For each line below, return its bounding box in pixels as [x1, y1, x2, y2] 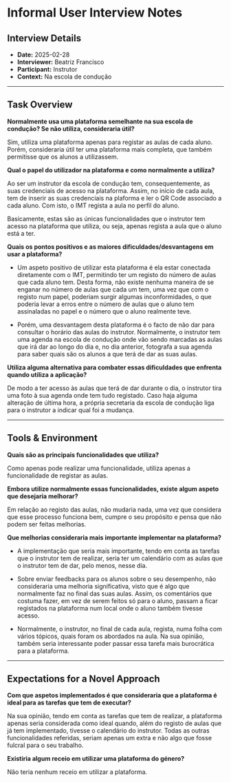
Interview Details [7, 32, 81, 44]
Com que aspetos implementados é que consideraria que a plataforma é [7, 691, 218, 700]
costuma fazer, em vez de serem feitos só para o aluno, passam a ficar [16, 596, 218, 604]
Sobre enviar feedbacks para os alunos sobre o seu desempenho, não [16, 574, 217, 583]
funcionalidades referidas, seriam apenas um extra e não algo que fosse [7, 734, 212, 742]
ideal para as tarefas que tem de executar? [7, 698, 132, 707]
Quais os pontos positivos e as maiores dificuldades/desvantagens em [7, 243, 214, 251]
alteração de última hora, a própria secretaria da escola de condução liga [7, 398, 214, 407]
